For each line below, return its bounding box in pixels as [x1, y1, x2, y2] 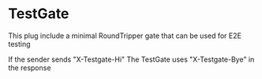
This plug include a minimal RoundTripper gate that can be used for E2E [8, 31, 242, 40]
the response [8, 62, 51, 72]
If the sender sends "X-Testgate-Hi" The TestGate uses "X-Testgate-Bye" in [8, 55, 255, 64]
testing [8, 39, 31, 48]
